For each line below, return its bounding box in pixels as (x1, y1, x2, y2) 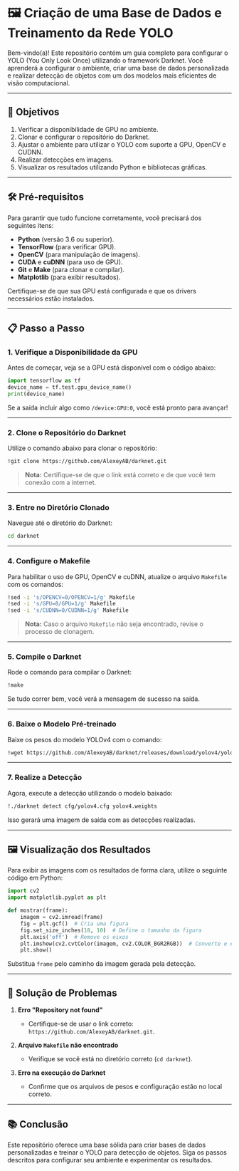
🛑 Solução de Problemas (7, 987, 117, 999)
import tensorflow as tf (7, 378, 81, 385)
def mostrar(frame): (7, 907, 69, 915)
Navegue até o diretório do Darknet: (7, 519, 112, 527)
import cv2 (7, 888, 40, 895)
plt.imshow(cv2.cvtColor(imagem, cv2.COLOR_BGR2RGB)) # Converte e (20, 940, 228, 947)
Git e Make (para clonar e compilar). (17, 265, 124, 274)
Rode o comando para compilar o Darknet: (7, 668, 132, 677)
